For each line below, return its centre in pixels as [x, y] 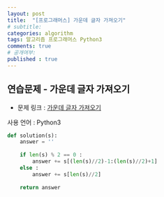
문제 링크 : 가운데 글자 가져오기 [59, 107]
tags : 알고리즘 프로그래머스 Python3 [55, 40]
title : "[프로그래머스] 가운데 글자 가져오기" [67, 20]
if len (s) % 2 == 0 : [51, 155]
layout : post [26, 14]
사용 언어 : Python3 [34, 122]
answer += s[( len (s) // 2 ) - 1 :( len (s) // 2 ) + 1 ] [95, 161]
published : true [32, 59]
